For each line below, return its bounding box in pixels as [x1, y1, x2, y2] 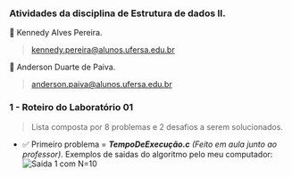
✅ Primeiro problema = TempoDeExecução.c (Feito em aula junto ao [21, 139, 278, 149]
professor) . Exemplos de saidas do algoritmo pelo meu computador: [21, 149, 273, 159]
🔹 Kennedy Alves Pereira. [9, 28, 103, 38]
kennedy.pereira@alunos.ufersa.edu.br [30, 44, 176, 55]
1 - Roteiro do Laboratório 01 [9, 101, 134, 114]
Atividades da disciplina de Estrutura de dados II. [9, 7, 226, 20]
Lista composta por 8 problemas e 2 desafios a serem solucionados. [30, 121, 284, 132]
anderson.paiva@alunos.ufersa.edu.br [30, 79, 172, 90]
